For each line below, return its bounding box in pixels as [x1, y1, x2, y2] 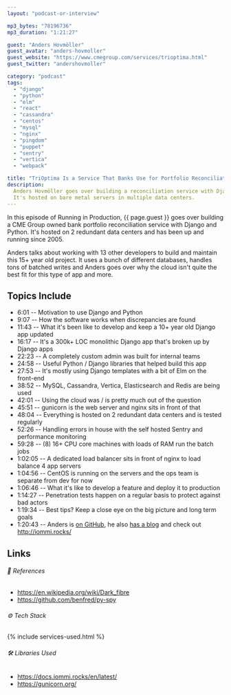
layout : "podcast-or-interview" [7, 10, 100, 17]
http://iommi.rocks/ [16, 528, 72, 536]
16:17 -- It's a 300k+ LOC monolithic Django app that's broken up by [16, 338, 210, 346]
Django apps [16, 345, 54, 353]
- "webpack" [13, 162, 48, 169]
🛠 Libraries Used [7, 648, 56, 657]
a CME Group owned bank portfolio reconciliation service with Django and [7, 220, 217, 228]
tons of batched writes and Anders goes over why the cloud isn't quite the [7, 263, 217, 271]
